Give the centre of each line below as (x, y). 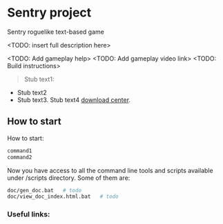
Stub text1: (39, 79)
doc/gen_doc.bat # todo (44, 190)
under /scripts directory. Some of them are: (69, 178)
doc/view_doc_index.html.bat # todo (63, 197)
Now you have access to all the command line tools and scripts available (110, 170)
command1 (20, 151)
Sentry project (49, 13)
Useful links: (29, 214)
